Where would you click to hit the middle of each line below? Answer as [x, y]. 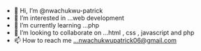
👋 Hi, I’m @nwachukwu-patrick [58, 11]
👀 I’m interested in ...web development [69, 18]
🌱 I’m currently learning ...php [57, 25]
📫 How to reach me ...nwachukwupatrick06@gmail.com [95, 40]
